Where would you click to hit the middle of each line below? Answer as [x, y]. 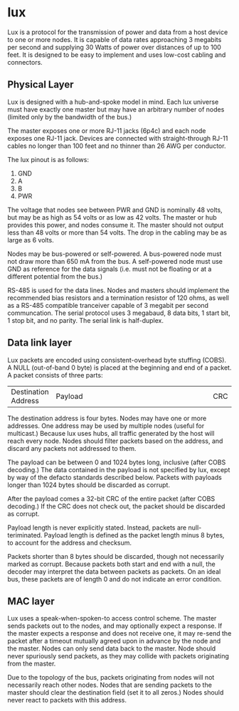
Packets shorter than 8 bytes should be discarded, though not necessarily [116, 556]
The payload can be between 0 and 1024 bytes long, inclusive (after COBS [117, 462]
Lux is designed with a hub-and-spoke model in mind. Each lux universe [113, 102]
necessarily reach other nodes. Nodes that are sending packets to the [110, 685]
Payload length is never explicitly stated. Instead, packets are [97, 528]
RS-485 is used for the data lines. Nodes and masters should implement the [118, 290]
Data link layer [40, 343]
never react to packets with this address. [67, 700]
